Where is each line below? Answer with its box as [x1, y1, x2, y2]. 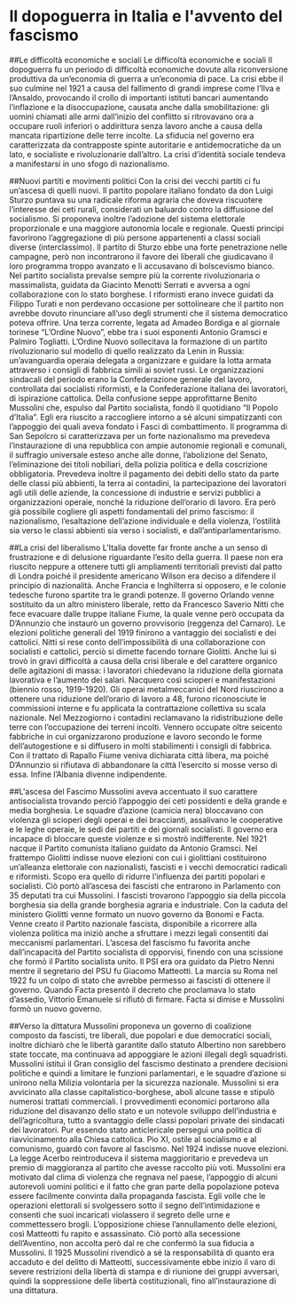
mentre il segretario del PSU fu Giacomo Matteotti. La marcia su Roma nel [9, 965, 277, 976]
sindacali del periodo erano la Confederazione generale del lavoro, [9, 373, 253, 384]
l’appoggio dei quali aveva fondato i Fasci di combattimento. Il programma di [9, 420, 288, 432]
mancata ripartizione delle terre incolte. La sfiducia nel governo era [9, 130, 254, 140]
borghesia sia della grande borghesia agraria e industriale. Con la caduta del [9, 899, 288, 910]
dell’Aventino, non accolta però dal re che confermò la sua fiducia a [9, 1237, 254, 1248]
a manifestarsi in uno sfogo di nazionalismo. [9, 158, 170, 169]
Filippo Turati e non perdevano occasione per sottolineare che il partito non [9, 298, 284, 308]
